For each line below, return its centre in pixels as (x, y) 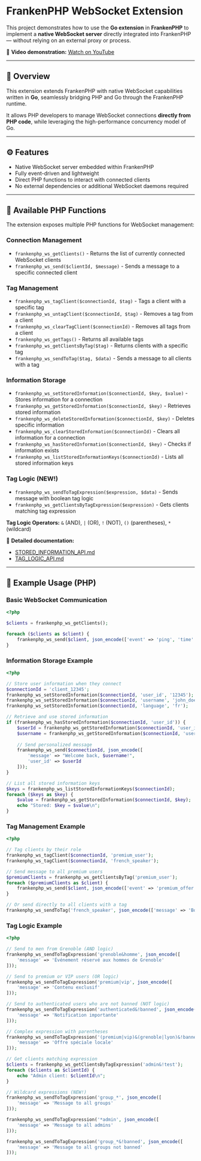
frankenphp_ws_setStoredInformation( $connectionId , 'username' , (88, 700)
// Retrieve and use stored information (57, 717)
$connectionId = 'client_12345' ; (48, 689)
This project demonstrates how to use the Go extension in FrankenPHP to (98, 28)
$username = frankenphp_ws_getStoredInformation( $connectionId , (99, 733)
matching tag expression (45, 511)
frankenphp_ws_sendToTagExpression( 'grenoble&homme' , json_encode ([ (93, 955)
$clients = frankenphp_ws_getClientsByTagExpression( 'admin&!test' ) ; (95, 1065)
